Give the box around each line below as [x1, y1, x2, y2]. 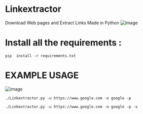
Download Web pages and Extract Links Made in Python [5, 20, 119, 26]
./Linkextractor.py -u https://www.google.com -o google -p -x [5, 104, 138, 109]
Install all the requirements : [5, 37, 122, 48]
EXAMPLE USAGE [5, 70, 79, 81]
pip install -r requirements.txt [5, 53, 76, 58]
